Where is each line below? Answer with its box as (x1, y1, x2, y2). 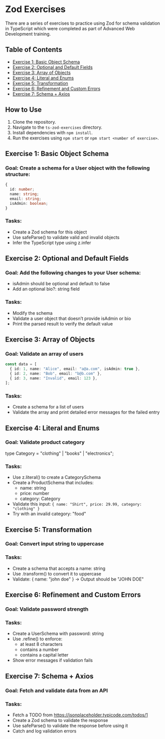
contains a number (20, 646, 59, 652)
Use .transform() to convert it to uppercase (12, 570, 102, 577)
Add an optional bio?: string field (12, 286, 80, 292)
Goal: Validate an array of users (5, 351, 84, 358)
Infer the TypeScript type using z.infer (12, 239, 91, 245)
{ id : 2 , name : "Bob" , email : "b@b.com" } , (10, 371, 102, 376)
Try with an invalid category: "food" (12, 511, 86, 517)
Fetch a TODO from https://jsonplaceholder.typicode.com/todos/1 (12, 712, 148, 718)
